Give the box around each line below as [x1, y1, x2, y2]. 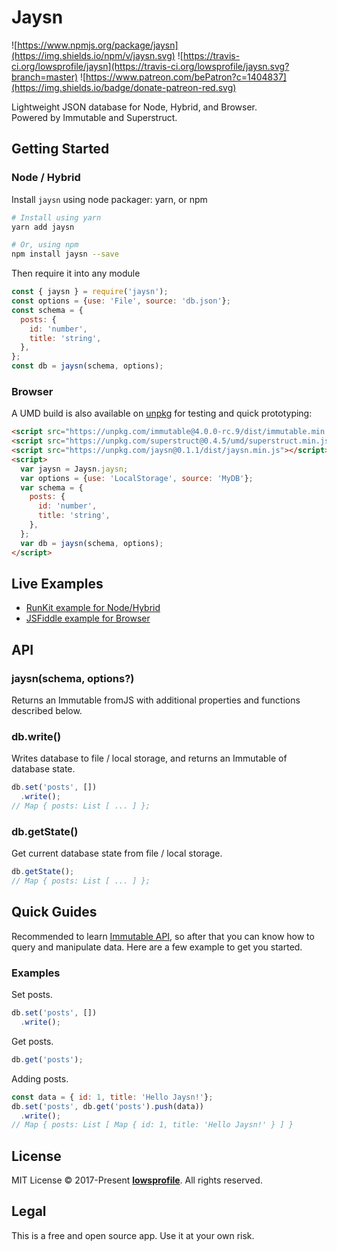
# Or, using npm [11, 240, 79, 250]
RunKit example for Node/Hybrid [25, 602, 161, 614]
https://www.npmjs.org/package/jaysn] [17, 39, 179, 51]
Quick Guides [11, 904, 98, 921]
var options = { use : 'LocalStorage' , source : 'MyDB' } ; [20, 473, 254, 483]
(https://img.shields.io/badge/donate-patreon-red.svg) [11, 81, 237, 93]
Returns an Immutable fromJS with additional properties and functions [11, 694, 301, 706]
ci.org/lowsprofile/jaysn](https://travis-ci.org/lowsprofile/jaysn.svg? [11, 60, 290, 72]
